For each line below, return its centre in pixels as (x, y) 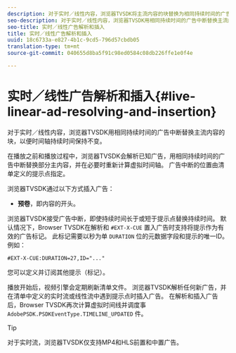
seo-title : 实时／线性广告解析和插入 (56, 27)
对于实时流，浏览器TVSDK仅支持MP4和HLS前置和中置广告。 (95, 342)
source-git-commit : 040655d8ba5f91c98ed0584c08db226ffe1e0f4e (100, 54)
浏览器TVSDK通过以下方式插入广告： (61, 188)
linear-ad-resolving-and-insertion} (112, 112)
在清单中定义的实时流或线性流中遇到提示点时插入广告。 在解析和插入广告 (113, 296)
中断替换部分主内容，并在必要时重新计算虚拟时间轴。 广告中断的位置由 (116, 165)
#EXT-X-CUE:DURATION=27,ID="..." (56, 258)
